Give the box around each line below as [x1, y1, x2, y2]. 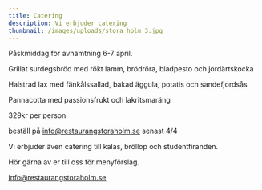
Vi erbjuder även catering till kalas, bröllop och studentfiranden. [8, 142, 219, 152]
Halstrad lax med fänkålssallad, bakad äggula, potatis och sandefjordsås [8, 79, 248, 89]
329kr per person [8, 111, 67, 120]
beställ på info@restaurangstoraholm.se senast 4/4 [8, 126, 178, 136]
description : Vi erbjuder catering [8, 19, 127, 27]
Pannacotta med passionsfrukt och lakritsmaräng [8, 95, 171, 105]
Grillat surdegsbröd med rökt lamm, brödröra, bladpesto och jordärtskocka [8, 64, 254, 74]
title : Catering [8, 11, 62, 20]
